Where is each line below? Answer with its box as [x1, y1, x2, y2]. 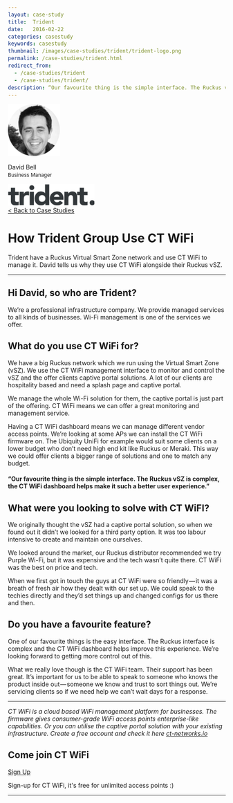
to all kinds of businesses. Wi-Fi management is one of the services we [8, 313, 212, 321]
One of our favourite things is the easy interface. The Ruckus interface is [8, 637, 215, 645]
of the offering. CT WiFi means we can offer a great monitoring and [8, 401, 200, 409]
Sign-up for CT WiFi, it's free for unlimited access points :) [8, 781, 174, 789]
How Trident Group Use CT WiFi [8, 230, 194, 246]
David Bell [8, 163, 37, 172]
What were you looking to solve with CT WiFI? [8, 502, 210, 514]
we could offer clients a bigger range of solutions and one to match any [8, 452, 212, 460]
